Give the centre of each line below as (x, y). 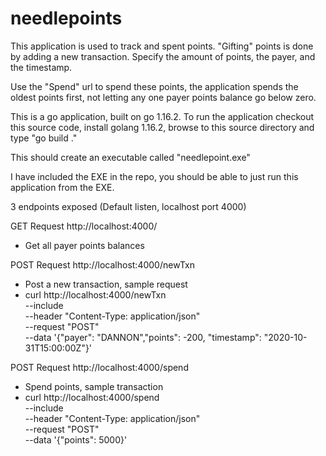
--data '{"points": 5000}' (76, 439)
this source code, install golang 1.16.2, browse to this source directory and (162, 127)
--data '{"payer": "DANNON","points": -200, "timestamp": (143, 337)
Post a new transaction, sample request (106, 284)
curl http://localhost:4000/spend (92, 397)
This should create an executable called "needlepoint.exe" (130, 157)
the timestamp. (41, 67)
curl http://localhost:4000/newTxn (95, 294)
